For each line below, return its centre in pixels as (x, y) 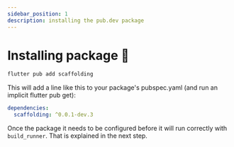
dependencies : (28, 108)
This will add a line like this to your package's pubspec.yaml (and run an (113, 88)
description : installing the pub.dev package (76, 20)
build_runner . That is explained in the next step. (77, 136)
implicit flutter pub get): (41, 95)
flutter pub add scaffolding (50, 74)
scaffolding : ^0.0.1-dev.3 (54, 115)
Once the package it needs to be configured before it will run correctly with (117, 129)
